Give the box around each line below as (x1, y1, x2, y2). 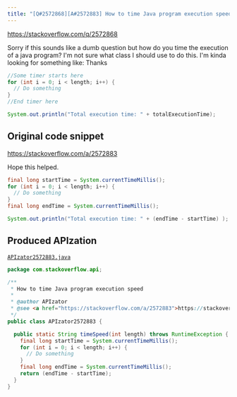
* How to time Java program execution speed (10, 285, 143, 293)
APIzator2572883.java (7, 253, 71, 261)
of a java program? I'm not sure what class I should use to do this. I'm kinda (7, 51, 227, 59)
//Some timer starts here (7, 72, 83, 79)
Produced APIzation (7, 235, 97, 247)
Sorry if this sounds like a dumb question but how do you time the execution (7, 43, 229, 51)
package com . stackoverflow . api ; (7, 266, 102, 273)
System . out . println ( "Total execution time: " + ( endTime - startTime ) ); (7, 216, 229, 223)
